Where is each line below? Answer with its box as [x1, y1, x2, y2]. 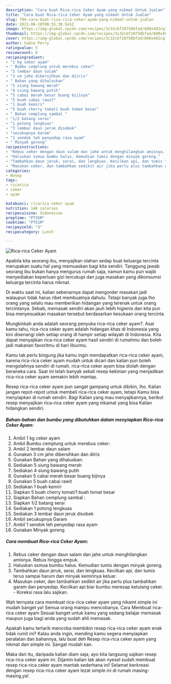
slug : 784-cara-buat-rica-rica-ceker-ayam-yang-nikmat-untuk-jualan [6, 17, 154, 22]
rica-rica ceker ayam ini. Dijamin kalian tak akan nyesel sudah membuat [6, 657, 156, 663]
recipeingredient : [6, 54, 45, 60]
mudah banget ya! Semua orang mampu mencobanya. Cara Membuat [6, 604, 152, 610]
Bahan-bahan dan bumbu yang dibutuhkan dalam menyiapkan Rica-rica [6, 417, 164, 423]
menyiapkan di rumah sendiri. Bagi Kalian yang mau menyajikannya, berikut [6, 394, 164, 400]
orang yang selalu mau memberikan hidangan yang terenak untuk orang [6, 300, 156, 306]
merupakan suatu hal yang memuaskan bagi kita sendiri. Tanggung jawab [6, 263, 160, 269]
